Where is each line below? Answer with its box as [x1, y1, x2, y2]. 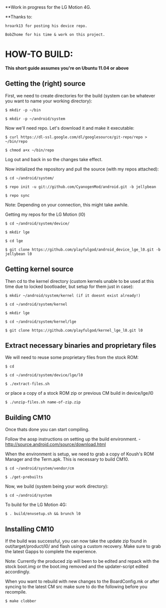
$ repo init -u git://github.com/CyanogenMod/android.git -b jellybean [5, 184, 156, 189]
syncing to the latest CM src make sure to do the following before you [5, 584, 148, 590]
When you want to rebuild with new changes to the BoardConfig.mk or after [5, 579, 160, 584]
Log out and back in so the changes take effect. [5, 156, 103, 162]
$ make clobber [5, 599, 37, 604]
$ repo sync [5, 193, 30, 198]
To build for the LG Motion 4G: [5, 502, 67, 508]
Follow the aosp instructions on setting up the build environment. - [5, 436, 141, 442]
